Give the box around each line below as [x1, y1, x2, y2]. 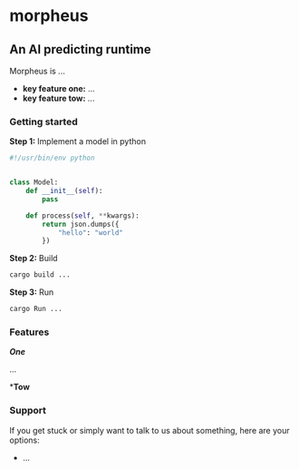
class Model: [9, 178, 59, 187]
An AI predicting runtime [9, 42, 151, 57]
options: [9, 435, 41, 445]
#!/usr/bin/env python [9, 153, 95, 163]
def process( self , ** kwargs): [25, 210, 140, 220]
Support [9, 405, 47, 417]
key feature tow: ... [22, 93, 95, 103]
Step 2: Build [9, 253, 58, 264]
